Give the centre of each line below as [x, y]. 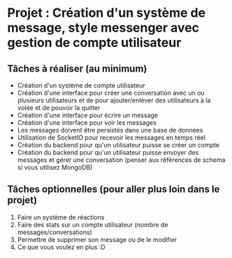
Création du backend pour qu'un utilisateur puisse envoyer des [108, 152]
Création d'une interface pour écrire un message [88, 115]
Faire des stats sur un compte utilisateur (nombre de [93, 224]
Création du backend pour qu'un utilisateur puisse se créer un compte [118, 145]
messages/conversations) [55, 232]
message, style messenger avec [103, 28]
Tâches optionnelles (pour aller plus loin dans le [114, 190]
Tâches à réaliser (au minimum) [77, 68]
